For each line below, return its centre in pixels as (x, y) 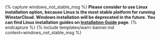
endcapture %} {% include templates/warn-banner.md (60, 27)
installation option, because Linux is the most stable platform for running (80, 12)
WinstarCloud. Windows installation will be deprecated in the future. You (80, 17)
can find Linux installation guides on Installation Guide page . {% (71, 22)
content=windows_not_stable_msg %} (43, 33)
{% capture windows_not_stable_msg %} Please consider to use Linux (76, 7)
